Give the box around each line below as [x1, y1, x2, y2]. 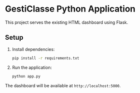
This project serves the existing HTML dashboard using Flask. [5, 19, 128, 25]
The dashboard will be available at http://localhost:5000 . [5, 82, 121, 88]
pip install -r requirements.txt [12, 56, 80, 61]
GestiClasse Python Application [5, 3, 136, 15]
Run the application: [12, 64, 52, 70]
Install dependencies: [12, 46, 55, 52]
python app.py [12, 74, 41, 78]
